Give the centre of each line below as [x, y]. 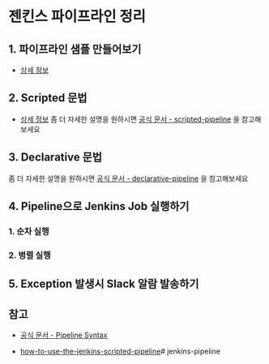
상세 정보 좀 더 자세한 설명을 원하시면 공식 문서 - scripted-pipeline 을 [130, 119]
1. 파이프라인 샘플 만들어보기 [75, 49]
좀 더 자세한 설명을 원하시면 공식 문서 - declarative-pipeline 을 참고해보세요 [128, 178]
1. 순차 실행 [29, 231]
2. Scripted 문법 [48, 98]
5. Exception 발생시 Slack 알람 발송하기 [104, 284]
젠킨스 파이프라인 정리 [77, 17]
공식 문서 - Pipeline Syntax [64, 335]
